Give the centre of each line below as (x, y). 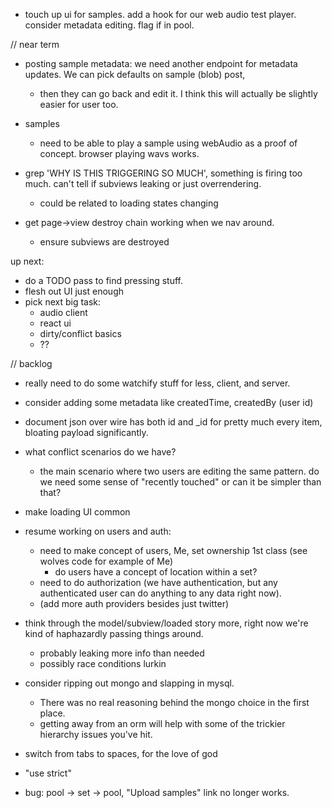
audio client (63, 312)
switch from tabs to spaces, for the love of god (121, 753)
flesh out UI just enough (74, 291)
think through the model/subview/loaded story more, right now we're (166, 623)
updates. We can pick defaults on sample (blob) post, (135, 74)
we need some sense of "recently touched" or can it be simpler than (180, 482)
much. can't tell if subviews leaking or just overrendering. (143, 183)
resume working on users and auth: (98, 531)
